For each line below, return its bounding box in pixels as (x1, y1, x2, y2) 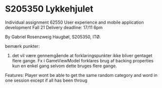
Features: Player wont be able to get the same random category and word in (5, 72, 158, 78)
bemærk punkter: (5, 43, 40, 49)
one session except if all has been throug (5, 77, 88, 83)
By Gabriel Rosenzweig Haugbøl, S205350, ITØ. (5, 34, 101, 40)
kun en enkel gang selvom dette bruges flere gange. (12, 63, 117, 69)
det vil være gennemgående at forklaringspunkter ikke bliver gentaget (12, 52, 153, 59)
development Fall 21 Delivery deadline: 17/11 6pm (5, 24, 103, 30)
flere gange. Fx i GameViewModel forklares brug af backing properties (12, 58, 154, 63)
